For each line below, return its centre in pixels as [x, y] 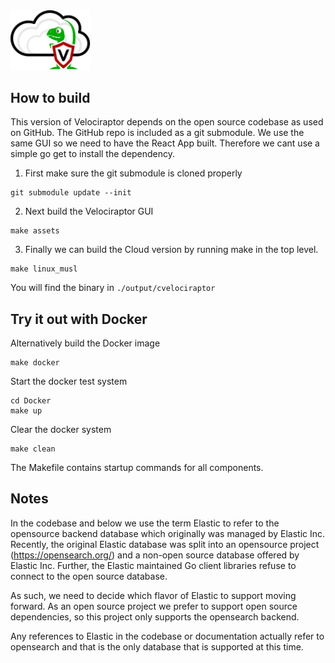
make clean [33, 449]
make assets [35, 231]
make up [26, 411]
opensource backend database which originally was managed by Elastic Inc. [168, 533]
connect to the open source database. [89, 576]
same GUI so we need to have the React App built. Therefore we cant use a [165, 143]
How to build [50, 97]
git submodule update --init [71, 193]
